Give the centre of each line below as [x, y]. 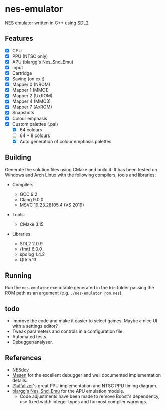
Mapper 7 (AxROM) [32, 107]
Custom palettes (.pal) [35, 124]
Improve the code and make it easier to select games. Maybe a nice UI [85, 321]
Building [18, 157]
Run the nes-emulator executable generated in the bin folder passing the [80, 288]
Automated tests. [30, 337]
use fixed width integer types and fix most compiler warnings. [83, 402]
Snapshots [23, 113]
